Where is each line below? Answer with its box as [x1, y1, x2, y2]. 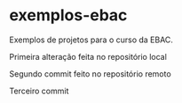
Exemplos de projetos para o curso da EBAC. [9, 34, 173, 45]
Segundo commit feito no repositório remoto [9, 68, 171, 79]
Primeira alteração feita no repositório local [9, 51, 167, 62]
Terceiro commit [9, 85, 69, 96]
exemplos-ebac [9, 5, 128, 26]
